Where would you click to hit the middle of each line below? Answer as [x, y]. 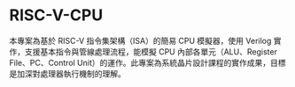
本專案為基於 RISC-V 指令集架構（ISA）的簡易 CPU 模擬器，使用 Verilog [140, 40]
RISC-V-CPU [56, 15]
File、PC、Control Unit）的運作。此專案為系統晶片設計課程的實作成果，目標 [147, 62]
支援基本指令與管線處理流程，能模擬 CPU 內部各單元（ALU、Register [151, 51]
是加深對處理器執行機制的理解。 [67, 73]
